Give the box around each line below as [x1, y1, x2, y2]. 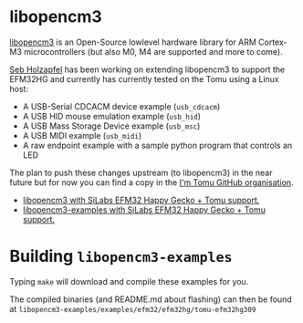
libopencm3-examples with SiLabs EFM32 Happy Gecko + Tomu [22, 203, 266, 215]
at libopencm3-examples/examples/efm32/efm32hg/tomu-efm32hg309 [9, 303, 256, 314]
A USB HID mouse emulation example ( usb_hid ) [22, 110, 202, 121]
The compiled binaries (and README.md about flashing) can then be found [9, 294, 292, 305]
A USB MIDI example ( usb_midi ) [22, 130, 142, 141]
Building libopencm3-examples [9, 246, 233, 266]
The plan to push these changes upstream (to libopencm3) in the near [9, 167, 273, 178]
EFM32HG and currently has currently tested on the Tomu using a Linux [9, 73, 280, 84]
